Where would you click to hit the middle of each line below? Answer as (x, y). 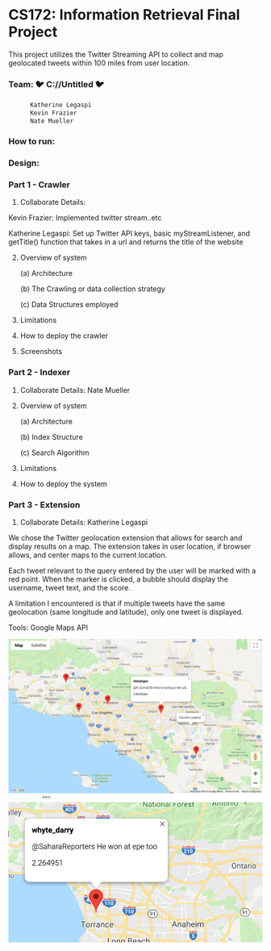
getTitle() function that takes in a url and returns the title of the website (126, 242)
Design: (24, 163)
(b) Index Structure (51, 436)
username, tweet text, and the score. (70, 587)
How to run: (32, 141)
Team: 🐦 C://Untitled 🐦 (56, 84)
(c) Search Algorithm (54, 453)
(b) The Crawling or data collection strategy (92, 289)
